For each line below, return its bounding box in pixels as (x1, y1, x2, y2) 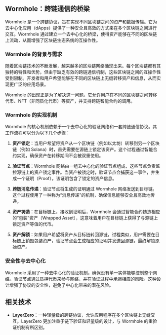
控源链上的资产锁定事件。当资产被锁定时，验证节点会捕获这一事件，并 (12, 169, 156, 175)
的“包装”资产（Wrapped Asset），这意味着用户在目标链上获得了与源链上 (12, 215, 158, 221)
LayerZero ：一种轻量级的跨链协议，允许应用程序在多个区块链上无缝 (12, 312, 151, 318)
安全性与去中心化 (5, 258, 46, 264)
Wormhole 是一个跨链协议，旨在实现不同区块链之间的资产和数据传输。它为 (5, 19, 157, 25)
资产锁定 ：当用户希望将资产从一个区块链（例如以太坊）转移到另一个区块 (12, 140, 160, 147)
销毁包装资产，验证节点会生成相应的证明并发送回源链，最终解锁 (25, 238, 156, 244)
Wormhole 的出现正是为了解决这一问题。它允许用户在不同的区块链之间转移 (5, 92, 157, 98)
